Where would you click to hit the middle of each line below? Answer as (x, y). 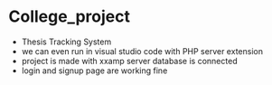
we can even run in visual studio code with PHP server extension (142, 51)
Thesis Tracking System (66, 42)
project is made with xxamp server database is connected (129, 61)
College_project (69, 17)
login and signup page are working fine (94, 71)
